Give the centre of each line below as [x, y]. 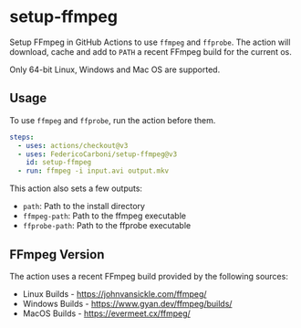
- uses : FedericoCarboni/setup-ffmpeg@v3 [98, 154]
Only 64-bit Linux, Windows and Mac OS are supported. [115, 69]
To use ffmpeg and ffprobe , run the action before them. [113, 120]
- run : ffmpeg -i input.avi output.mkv [93, 171]
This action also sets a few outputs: [76, 188]
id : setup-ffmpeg [59, 163]
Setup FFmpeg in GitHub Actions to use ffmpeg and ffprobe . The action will [150, 42]
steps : [22, 137]
